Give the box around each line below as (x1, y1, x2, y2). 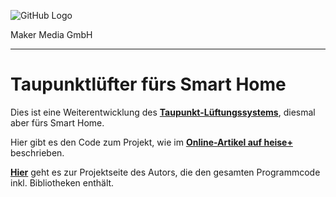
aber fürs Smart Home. (10, 116, 105, 129)
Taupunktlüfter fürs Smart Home (10, 73, 287, 96)
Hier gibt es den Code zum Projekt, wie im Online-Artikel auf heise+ (10, 136, 293, 148)
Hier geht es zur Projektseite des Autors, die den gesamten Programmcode (10, 166, 321, 178)
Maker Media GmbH (10, 29, 93, 40)
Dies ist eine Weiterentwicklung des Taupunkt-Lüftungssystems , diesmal (10, 106, 316, 118)
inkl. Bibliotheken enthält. (10, 176, 115, 189)
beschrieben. (10, 146, 65, 159)
